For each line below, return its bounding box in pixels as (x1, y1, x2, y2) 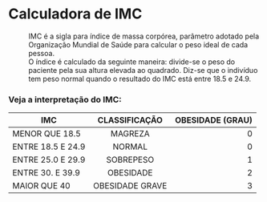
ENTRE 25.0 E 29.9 (12, 154, 86, 165)
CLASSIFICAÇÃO (97, 115, 163, 126)
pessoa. (28, 48, 55, 58)
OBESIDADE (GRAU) (175, 115, 253, 126)
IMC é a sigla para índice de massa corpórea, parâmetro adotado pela (28, 31, 260, 41)
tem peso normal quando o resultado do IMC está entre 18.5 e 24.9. (28, 74, 252, 83)
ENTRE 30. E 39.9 (12, 168, 80, 179)
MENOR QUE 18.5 (12, 128, 82, 139)
